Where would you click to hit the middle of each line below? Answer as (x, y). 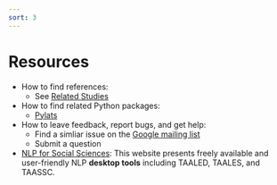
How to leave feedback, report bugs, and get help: (114, 124)
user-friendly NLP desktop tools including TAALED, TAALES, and (140, 163)
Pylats (46, 115)
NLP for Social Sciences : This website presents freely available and (145, 153)
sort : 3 (23, 17)
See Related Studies (71, 96)
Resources (49, 61)
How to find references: (65, 87)
